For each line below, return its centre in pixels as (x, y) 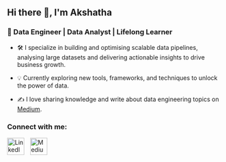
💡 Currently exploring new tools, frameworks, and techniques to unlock (117, 78)
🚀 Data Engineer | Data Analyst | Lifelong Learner (90, 32)
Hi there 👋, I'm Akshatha (60, 13)
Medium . (29, 109)
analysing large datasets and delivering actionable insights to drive (111, 57)
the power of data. (43, 85)
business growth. (41, 64)
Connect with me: (37, 126)
